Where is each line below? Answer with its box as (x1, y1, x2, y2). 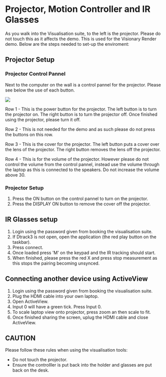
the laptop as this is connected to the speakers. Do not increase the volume (5, 167, 160, 173)
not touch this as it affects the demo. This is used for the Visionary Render (5, 36, 157, 42)
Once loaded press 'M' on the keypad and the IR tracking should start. (12, 250, 156, 256)
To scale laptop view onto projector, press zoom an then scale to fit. (12, 309, 151, 315)
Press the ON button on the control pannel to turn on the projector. (12, 195, 149, 201)
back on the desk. (12, 367, 50, 374)
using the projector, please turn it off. (5, 116, 81, 122)
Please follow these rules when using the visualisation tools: (5, 347, 128, 353)
